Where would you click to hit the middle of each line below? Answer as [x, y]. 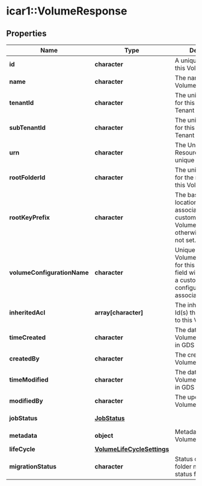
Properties [26, 34]
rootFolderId [27, 177]
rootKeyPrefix [29, 217]
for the [184, 177]
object [104, 436]
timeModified [29, 380]
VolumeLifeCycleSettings [132, 449]
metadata [23, 436]
